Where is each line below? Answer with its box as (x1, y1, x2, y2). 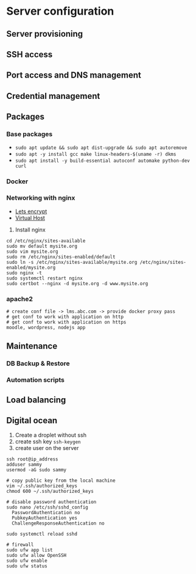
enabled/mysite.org (6, 264, 56, 271)
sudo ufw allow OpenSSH (6, 553, 67, 559)
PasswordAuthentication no (12, 510, 80, 516)
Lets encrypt (15, 208, 47, 215)
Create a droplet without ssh (15, 432, 87, 439)
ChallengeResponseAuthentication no (12, 520, 105, 526)
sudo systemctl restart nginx (6, 275, 83, 282)
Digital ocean (6, 415, 58, 426)
